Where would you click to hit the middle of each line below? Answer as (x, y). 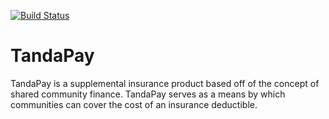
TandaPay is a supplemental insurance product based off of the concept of (165, 83)
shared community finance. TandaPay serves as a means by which (148, 94)
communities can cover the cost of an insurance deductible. (134, 104)
